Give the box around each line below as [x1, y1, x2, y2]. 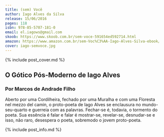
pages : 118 [5, 20, 27, 26]
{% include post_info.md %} [5, 127, 62, 133]
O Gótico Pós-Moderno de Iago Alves [5, 71, 121, 79]
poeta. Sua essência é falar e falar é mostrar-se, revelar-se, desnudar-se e [5, 112, 155, 118]
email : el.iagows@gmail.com [5, 30, 62, 35]
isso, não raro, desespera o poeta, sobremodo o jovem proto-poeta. [5, 117, 142, 123]
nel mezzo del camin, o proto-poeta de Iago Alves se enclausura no [5, 102, 141, 108]
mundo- [142, 102, 159, 108]
